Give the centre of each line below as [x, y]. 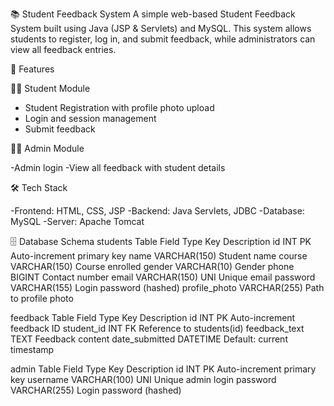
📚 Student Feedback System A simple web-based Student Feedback [153, 14]
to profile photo [42, 298]
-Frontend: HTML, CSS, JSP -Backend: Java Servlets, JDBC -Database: [157, 211]
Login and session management [90, 118]
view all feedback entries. [63, 49]
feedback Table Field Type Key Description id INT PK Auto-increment [153, 317]
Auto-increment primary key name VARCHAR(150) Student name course [159, 256]
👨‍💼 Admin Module [47, 148]
